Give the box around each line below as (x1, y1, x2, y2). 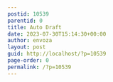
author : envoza (7, 37, 53, 44)
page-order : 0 (7, 57, 50, 64)
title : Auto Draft (7, 24, 62, 31)
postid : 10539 (7, 10, 50, 18)
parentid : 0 (7, 17, 43, 24)
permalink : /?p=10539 (7, 63, 72, 71)
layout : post (7, 43, 46, 51)
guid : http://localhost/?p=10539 (7, 51, 107, 58)
